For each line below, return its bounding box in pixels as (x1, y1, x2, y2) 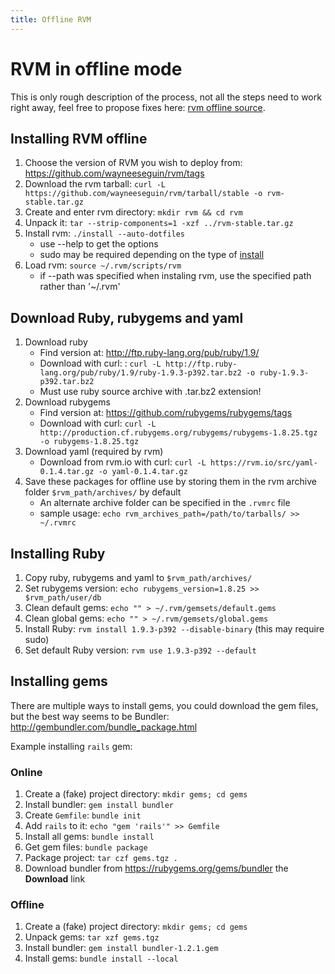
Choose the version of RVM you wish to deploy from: (24, 157, 243, 169)
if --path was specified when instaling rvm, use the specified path (39, 270, 312, 282)
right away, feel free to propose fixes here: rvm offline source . (10, 101, 266, 113)
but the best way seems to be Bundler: (10, 710, 170, 722)
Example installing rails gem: (10, 740, 133, 752)
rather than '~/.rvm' (39, 281, 121, 293)
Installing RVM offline (10, 130, 148, 147)
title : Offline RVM (10, 14, 92, 25)
